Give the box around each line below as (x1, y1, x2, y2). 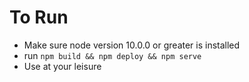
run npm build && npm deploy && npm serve (23, 49, 202, 61)
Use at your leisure (23, 60, 102, 72)
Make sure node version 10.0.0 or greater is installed (23, 39, 241, 51)
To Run (9, 6, 69, 29)
